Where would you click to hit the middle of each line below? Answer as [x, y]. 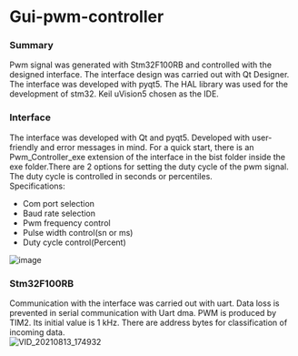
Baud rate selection [59, 213]
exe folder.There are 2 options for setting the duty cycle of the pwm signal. [149, 167]
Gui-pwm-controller [87, 17]
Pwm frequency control [66, 223]
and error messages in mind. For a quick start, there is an [147, 147]
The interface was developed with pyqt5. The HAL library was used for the [149, 85]
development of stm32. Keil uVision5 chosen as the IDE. [114, 94]
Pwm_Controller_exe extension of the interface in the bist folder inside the [148, 157]
